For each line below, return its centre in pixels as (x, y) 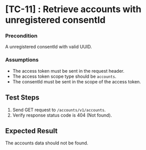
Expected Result (31, 131)
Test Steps (22, 98)
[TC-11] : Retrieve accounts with (74, 9)
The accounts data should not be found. (47, 143)
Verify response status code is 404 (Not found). (62, 115)
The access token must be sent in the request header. (68, 71)
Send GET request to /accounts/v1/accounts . (59, 110)
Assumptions (22, 60)
